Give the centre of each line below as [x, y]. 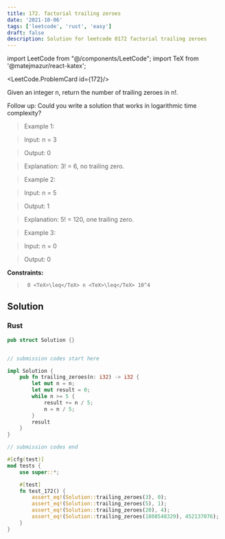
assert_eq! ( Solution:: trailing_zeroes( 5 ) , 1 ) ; [99, 504]
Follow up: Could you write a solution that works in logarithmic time [102, 106]
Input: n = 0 [40, 246]
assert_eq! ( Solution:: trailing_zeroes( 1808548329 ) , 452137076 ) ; [126, 517]
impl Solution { [30, 371]
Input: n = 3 [40, 140]
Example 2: [40, 180]
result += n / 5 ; [69, 402]
